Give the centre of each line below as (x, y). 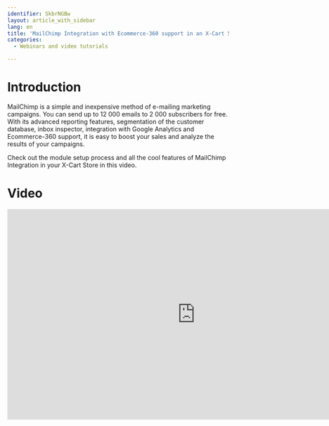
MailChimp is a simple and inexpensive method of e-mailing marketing (109, 107)
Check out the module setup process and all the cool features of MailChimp (117, 157)
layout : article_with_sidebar (52, 20)
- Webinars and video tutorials (61, 46)
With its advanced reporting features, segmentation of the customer (106, 121)
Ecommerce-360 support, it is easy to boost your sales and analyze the (111, 136)
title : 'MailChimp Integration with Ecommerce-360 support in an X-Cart (116, 33)
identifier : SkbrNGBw (39, 14)
